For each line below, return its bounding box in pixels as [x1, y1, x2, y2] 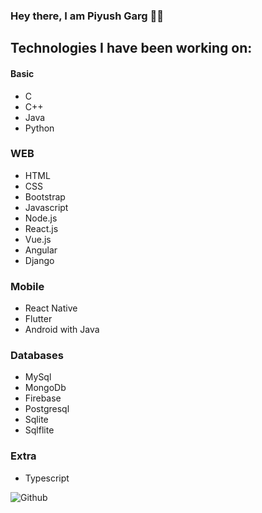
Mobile [10, 279, 45, 293]
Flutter [24, 313, 53, 325]
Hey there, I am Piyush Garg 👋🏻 [10, 9, 164, 23]
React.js [24, 222, 59, 234]
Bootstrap [24, 190, 66, 203]
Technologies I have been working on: [10, 40, 253, 57]
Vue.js [24, 233, 52, 245]
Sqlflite [24, 424, 55, 436]
